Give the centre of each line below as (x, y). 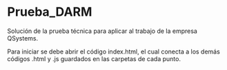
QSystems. (23, 38)
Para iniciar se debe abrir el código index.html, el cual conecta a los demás (114, 51)
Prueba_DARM (50, 12)
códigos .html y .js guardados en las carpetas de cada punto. (94, 58)
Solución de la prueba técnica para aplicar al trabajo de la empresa (102, 31)
